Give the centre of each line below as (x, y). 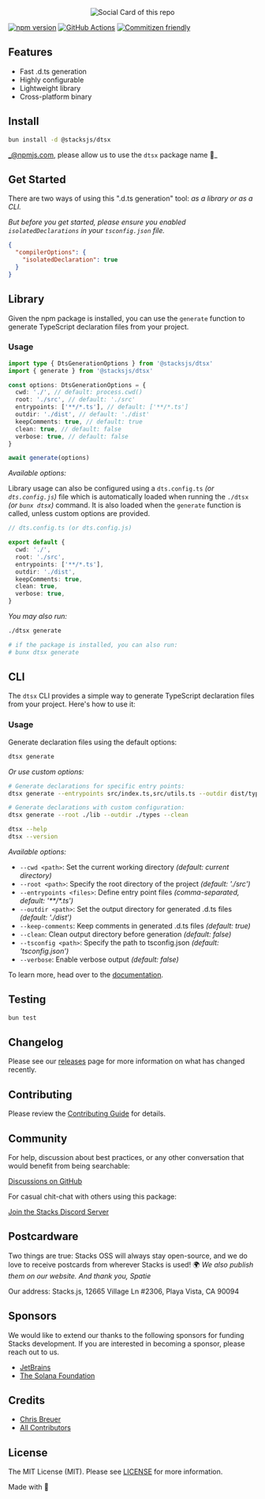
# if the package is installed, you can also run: (93, 645)
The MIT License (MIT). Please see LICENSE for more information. (116, 1472)
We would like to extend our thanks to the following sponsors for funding (126, 1335)
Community (38, 1138)
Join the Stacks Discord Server (58, 1212)
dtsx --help (28, 830)
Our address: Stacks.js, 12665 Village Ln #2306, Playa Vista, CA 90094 (124, 1291)
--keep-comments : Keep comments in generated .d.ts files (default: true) (135, 925)
